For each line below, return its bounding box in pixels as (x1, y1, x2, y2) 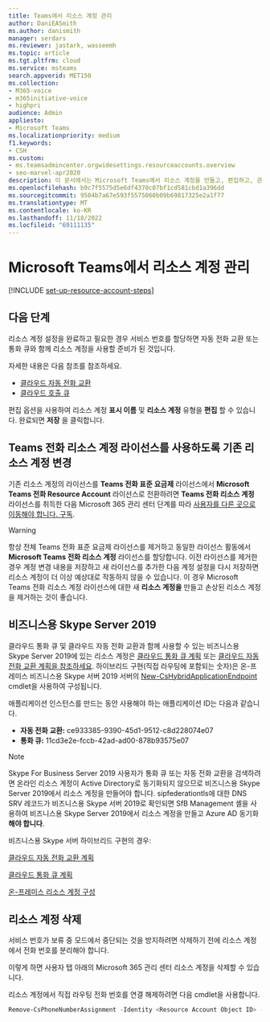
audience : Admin (8, 109, 63, 117)
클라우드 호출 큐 (19, 388, 70, 398)
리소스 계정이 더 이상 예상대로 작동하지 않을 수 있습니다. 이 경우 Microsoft (8, 572, 239, 582)
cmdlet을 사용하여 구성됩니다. (8, 681, 102, 690)
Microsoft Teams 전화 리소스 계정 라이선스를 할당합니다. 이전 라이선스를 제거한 (8, 552, 258, 562)
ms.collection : (8, 79, 59, 87)
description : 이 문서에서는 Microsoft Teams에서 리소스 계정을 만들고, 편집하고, (8, 176, 254, 185)
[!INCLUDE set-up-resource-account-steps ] (8, 286, 154, 295)
